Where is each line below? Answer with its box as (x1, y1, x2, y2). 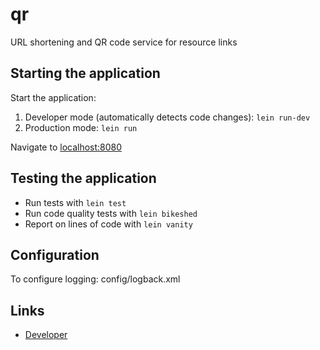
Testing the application (10, 170, 157, 187)
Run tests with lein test (24, 196, 127, 208)
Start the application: (10, 91, 97, 103)
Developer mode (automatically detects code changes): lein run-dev (24, 111, 311, 123)
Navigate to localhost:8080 (10, 141, 123, 153)
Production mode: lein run (24, 121, 138, 133)
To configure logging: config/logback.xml (10, 273, 181, 285)
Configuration (10, 246, 100, 263)
